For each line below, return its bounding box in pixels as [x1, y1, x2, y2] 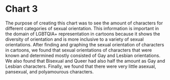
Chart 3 [5, 3, 38, 15]
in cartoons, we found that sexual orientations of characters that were [5, 47, 152, 53]
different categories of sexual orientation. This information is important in [5, 25, 159, 31]
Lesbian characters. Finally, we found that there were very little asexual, [5, 63, 157, 69]
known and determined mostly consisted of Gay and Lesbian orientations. [5, 52, 161, 59]
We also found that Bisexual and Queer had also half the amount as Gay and [5, 58, 165, 64]
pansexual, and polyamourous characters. [5, 68, 94, 74]
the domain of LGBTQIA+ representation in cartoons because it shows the [5, 31, 160, 37]
